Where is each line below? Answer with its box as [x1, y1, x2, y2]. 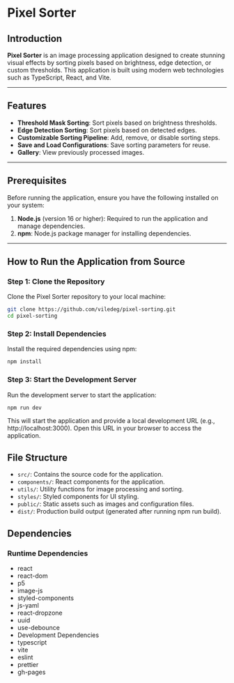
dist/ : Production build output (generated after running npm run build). [17, 507, 221, 516]
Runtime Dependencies [7, 548, 88, 558]
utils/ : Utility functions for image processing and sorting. [17, 485, 184, 493]
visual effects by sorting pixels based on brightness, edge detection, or [7, 59, 212, 67]
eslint [17, 653, 33, 661]
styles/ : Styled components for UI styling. [17, 493, 139, 501]
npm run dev [7, 404, 42, 411]
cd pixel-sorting [7, 312, 58, 320]
